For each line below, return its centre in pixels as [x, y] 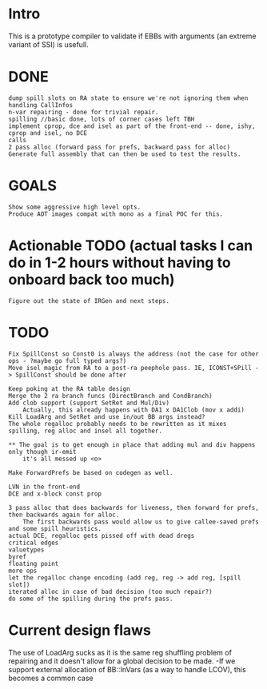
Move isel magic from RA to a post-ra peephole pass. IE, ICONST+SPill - [134, 368]
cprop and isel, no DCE [48, 133]
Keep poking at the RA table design [69, 388]
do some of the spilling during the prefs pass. [91, 599]
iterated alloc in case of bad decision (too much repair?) [111, 591]
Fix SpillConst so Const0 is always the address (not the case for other [134, 354]
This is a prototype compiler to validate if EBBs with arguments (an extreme [132, 36]
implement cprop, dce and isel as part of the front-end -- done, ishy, [132, 126]
